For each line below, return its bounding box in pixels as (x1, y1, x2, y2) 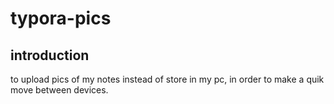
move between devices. (10, 84, 109, 96)
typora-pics (10, 7, 112, 30)
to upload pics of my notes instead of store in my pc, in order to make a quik (10, 73, 325, 85)
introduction (10, 47, 90, 64)
